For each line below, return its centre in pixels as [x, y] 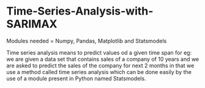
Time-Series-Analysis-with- [80, 11]
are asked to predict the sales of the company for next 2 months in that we [100, 66]
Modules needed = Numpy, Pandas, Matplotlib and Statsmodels [87, 41]
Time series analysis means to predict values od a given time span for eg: [99, 52]
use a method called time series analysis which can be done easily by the [99, 72]
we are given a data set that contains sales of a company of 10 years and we [103, 59]
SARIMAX [32, 24]
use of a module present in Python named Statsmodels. [76, 78]
